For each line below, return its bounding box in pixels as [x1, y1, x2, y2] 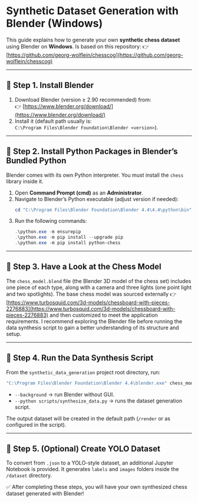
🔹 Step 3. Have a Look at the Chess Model [6, 262, 161, 272]
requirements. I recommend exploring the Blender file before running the [6, 317, 183, 324]
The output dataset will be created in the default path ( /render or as [6, 415, 171, 422]
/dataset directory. [6, 472, 52, 479]
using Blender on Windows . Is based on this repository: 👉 [6, 43, 149, 50]
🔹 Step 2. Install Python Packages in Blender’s [6, 147, 178, 157]
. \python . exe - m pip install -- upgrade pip [14, 235, 124, 241]
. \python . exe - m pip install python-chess [14, 240, 121, 246]
